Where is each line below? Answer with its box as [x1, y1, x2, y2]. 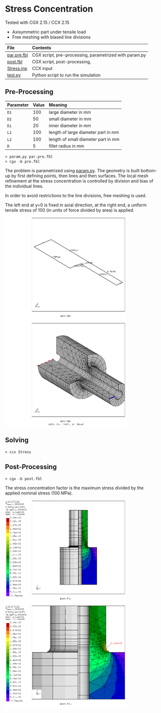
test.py [7, 72, 21, 78]
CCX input [32, 66, 53, 72]
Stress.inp [7, 66, 28, 72]
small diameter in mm [48, 116, 92, 122]
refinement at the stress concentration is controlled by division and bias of [5, 178, 154, 184]
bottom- [140, 168, 157, 174]
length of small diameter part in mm [48, 136, 120, 142]
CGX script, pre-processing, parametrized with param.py [32, 52, 146, 58]
